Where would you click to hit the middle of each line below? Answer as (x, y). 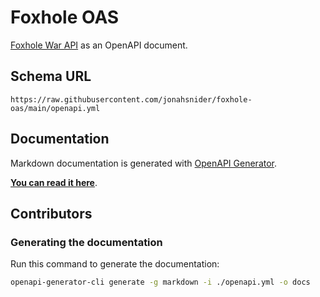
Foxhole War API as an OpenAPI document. (99, 45)
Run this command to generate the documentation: (115, 264)
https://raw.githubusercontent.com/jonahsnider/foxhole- (131, 99)
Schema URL (51, 76)
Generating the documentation (86, 242)
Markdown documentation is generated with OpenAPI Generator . (144, 163)
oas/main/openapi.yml (55, 108)
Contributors (51, 213)
